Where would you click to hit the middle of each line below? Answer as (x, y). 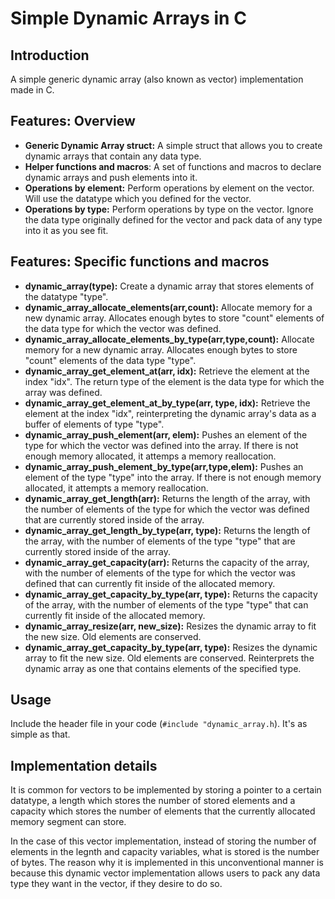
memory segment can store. (68, 822)
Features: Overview (73, 121)
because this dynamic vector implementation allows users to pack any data (165, 873)
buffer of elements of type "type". (94, 424)
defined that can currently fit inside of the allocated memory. (150, 583)
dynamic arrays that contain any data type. (113, 156)
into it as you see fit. (66, 230)
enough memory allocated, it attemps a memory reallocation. (150, 456)
